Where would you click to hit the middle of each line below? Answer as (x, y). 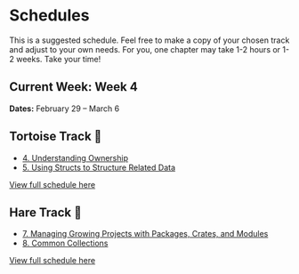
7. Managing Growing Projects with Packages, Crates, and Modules (145, 234)
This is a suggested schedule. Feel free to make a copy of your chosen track (149, 40)
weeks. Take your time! (59, 59)
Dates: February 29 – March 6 (65, 109)
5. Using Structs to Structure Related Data (99, 167)
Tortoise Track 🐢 (56, 137)
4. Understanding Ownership (75, 157)
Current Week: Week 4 (73, 87)
